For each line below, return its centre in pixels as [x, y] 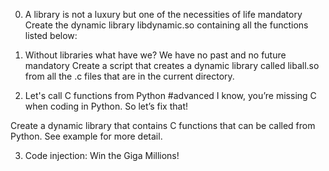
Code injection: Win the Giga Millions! [102, 155]
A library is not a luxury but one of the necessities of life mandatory [163, 14]
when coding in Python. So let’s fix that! [106, 106]
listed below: [51, 35]
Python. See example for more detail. [86, 136]
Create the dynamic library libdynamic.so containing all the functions [166, 25]
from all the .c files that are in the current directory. [129, 76]
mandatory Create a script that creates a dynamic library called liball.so [172, 65]
